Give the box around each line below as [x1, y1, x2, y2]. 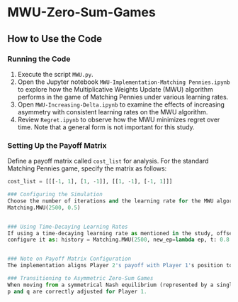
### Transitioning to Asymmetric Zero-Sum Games [7, 275, 154, 282]
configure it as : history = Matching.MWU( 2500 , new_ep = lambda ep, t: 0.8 [7, 236, 230, 244]
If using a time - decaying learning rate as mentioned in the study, [7, 230, 214, 237]
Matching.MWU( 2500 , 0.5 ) [7, 204, 81, 211]
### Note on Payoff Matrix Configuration [7, 255, 132, 263]
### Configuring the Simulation [7, 191, 103, 198]
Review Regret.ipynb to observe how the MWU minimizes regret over [17, 115, 220, 124]
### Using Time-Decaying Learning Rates [7, 223, 129, 230]
